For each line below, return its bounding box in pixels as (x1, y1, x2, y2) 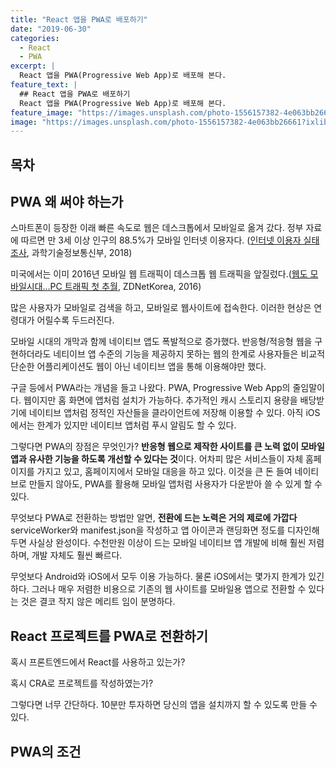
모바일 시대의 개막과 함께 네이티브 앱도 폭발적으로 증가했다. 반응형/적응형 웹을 (10, 336, 313, 348)
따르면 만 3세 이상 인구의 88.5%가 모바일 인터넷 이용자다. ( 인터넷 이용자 (20, 234, 302, 246)
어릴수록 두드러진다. (36, 314, 115, 326)
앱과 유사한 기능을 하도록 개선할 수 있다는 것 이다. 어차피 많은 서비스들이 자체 (10, 453, 304, 465)
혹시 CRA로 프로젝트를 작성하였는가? (10, 677, 154, 690)
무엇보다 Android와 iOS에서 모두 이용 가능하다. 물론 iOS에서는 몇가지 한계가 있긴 (10, 571, 325, 583)
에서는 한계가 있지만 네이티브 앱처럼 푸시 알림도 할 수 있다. (10, 419, 237, 431)
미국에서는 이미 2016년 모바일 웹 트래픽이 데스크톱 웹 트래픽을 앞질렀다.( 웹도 (10, 268, 308, 280)
